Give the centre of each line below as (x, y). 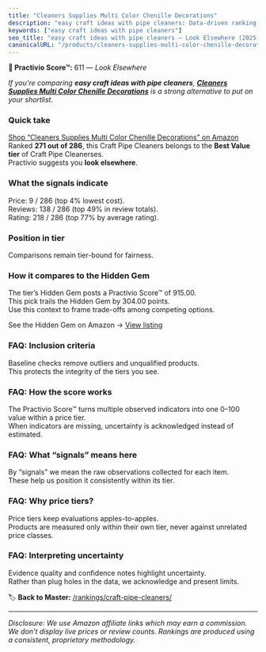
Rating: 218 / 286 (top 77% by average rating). (84, 217)
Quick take (29, 120)
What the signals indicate (58, 183)
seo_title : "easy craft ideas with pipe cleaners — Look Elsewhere (122, 38)
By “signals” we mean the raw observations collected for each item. (119, 472)
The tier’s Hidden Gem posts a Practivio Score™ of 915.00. (103, 293)
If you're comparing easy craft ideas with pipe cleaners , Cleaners (118, 83)
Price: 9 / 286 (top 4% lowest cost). (66, 200)
